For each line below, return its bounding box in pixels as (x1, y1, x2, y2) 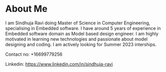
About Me (5, 3, 48, 15)
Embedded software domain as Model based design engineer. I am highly (5, 30, 158, 37)
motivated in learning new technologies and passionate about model (5, 36, 148, 42)
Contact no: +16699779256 (5, 51, 63, 57)
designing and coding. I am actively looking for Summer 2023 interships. (5, 41, 157, 47)
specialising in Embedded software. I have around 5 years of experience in (5, 25, 161, 31)
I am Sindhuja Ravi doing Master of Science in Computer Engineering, (5, 20, 150, 26)
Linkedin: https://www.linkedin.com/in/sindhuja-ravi (5, 61, 113, 67)
